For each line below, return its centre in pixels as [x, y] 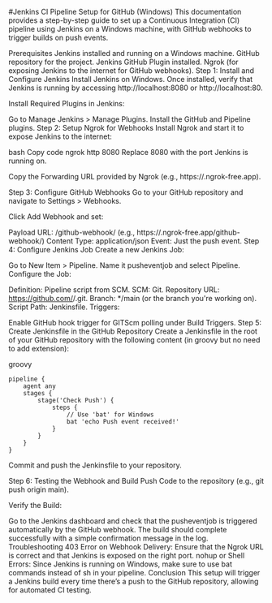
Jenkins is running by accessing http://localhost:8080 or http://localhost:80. [136, 88]
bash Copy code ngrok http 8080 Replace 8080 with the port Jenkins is [129, 152]
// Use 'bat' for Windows [110, 415]
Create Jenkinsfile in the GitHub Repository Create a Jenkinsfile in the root [133, 331]
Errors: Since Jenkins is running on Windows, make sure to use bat [121, 564]
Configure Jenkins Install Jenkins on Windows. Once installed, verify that [131, 79]
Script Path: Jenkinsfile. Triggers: [64, 307]
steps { [65, 407]
